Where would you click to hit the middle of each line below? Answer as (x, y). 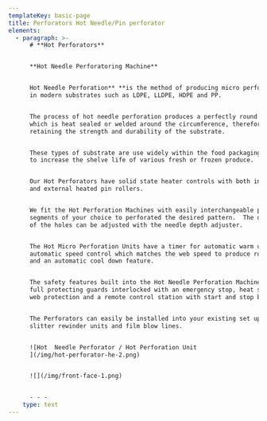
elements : (25, 30)
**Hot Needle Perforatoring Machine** (93, 67)
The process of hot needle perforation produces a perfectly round (143, 116)
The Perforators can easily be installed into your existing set (139, 318)
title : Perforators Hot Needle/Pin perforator (87, 23)
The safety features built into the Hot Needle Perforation (131, 283)
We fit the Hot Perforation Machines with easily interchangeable (141, 210)
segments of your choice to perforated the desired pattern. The (141, 217)
